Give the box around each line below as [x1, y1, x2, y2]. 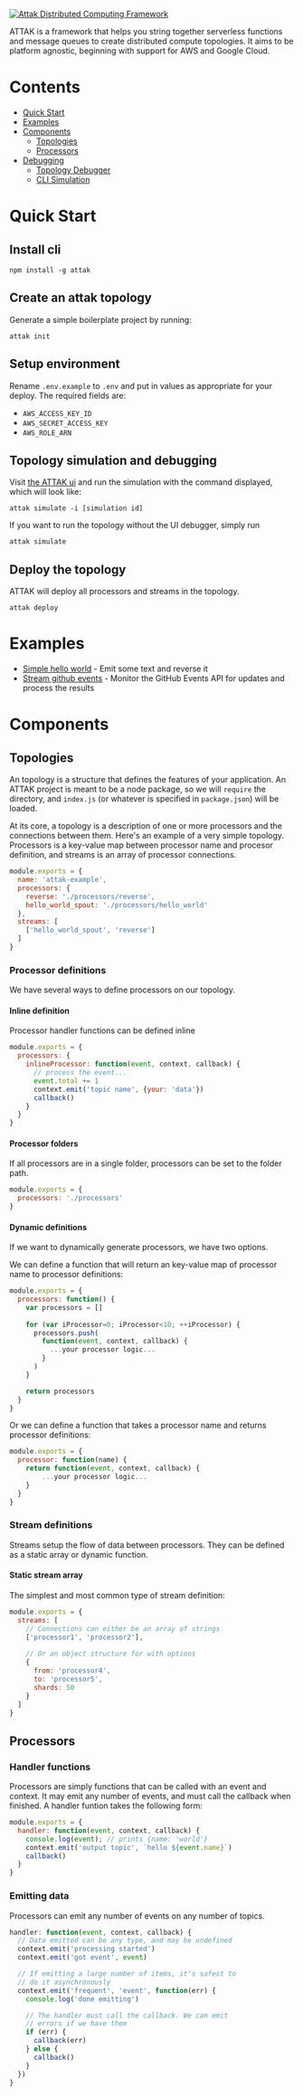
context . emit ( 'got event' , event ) [17, 1953, 147, 1962]
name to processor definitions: [9, 1269, 124, 1280]
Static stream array [9, 1570, 83, 1580]
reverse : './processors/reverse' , [25, 892, 156, 901]
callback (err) [33, 2036, 88, 2045]
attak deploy [9, 603, 59, 612]
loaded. [9, 803, 38, 814]
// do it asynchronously [17, 1977, 111, 1987]
